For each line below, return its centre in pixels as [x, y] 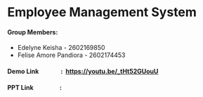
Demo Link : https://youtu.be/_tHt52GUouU [83, 71]
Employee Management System [102, 12]
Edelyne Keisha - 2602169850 [61, 48]
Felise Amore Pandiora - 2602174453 [71, 55]
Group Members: [33, 32]
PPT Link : [34, 87]
